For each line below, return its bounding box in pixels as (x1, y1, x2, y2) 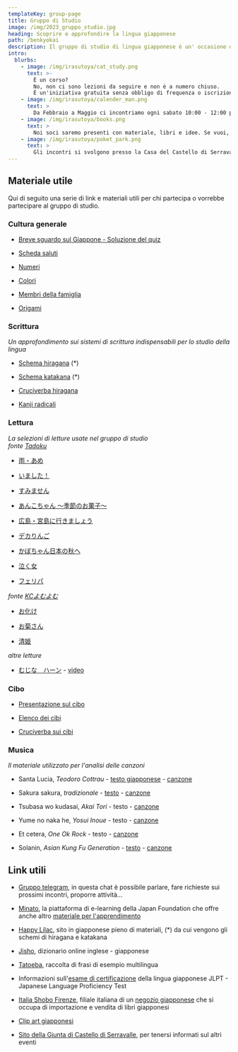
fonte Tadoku (8, 441, 47, 450)
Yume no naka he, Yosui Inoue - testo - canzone (18, 816, 159, 824)
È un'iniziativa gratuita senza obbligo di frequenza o (33, 89, 201, 96)
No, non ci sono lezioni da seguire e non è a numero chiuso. (33, 83, 220, 90)
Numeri (18, 263, 40, 272)
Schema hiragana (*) (18, 359, 79, 367)
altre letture (8, 651, 42, 659)
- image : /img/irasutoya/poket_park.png (20, 135, 141, 142)
